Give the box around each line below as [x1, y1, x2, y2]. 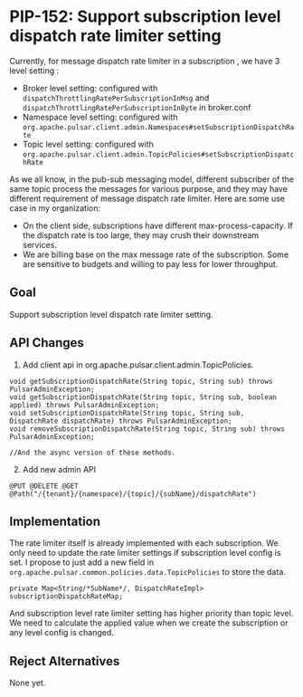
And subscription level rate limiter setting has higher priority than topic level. [9, 608, 294, 619]
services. [22, 239, 57, 250]
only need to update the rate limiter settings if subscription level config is [9, 548, 281, 559]
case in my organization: [9, 202, 101, 214]
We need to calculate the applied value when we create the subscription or [9, 617, 289, 628]
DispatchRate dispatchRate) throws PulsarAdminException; [9, 416, 232, 425]
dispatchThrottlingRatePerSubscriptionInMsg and [22, 92, 210, 103]
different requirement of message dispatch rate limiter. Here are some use [9, 193, 285, 204]
